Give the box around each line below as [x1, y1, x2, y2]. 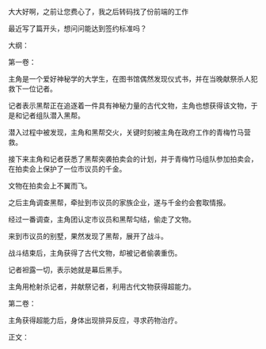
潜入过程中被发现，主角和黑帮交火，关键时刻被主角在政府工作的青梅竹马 [8, 127, 244, 137]
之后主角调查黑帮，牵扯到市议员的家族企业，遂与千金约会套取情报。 [8, 198, 230, 207]
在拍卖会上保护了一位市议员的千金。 [8, 165, 127, 173]
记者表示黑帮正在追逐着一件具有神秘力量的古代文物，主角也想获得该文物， [8, 101, 251, 110]
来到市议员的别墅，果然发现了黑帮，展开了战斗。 [8, 232, 168, 241]
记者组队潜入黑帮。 [21, 111, 85, 120]
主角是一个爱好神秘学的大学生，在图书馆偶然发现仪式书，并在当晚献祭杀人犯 [8, 74, 258, 83]
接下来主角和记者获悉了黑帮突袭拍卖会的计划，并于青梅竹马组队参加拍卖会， [8, 154, 258, 164]
